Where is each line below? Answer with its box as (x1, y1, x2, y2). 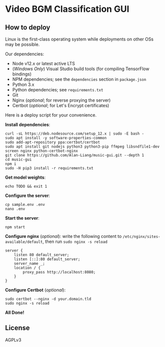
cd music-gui (5, 157, 32, 162)
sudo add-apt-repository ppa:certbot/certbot (5, 140, 100, 145)
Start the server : (5, 215, 39, 221)
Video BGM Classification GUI (5, 3, 130, 15)
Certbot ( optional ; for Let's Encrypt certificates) (12, 103, 109, 108)
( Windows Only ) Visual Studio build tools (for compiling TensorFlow (12, 66, 149, 72)
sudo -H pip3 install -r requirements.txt (5, 166, 94, 171)
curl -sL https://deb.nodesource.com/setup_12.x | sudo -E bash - (5, 131, 144, 136)
